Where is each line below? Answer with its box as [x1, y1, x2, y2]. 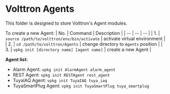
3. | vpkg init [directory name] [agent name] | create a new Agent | [5, 46, 152, 52]
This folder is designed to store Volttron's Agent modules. [5, 20, 127, 26]
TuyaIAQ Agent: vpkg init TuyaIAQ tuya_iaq [12, 77, 107, 83]
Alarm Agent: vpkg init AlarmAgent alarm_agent [12, 66, 116, 72]
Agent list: [5, 56, 28, 62]
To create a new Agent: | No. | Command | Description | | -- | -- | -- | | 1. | [5, 30, 160, 36]
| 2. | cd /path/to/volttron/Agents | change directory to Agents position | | [5, 41, 163, 47]
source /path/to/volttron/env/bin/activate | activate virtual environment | [5, 35, 165, 42]
